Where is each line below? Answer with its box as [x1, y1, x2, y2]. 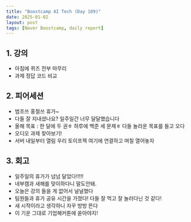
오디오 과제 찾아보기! [14, 130, 62, 137]
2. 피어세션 [6, 91, 44, 101]
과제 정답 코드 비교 [14, 72, 58, 79]
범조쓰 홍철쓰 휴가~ [14, 107, 59, 115]
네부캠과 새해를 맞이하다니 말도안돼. [14, 180, 97, 187]
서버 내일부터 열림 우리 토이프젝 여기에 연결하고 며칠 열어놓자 [14, 137, 155, 144]
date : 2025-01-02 [6, 14, 49, 20]
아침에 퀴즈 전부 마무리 [14, 65, 67, 72]
